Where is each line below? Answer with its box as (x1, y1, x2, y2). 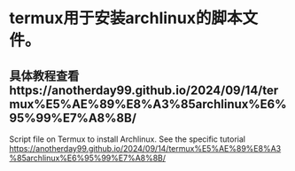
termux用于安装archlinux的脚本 (9, 8, 243, 28)
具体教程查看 (9, 68, 80, 83)
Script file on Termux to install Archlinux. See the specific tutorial (9, 134, 246, 144)
